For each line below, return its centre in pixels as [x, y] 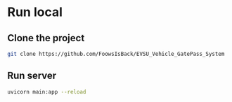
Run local [35, 12]
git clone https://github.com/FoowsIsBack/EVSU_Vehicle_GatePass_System [116, 54]
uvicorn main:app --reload [47, 92]
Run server [32, 76]
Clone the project [46, 38]
